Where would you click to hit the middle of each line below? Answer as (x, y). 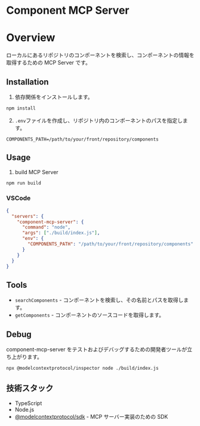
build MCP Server (36, 172)
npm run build (24, 183)
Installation (27, 82)
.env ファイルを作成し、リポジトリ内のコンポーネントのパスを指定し (99, 120)
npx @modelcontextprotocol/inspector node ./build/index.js (83, 369)
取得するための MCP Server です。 (48, 63)
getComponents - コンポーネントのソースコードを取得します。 (90, 315)
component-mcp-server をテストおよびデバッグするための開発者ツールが (97, 349)
